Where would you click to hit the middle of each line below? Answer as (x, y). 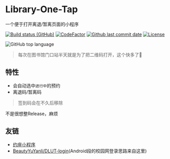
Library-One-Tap (42, 9)
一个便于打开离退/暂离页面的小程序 (42, 24)
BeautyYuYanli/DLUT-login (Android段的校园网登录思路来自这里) (80, 151)
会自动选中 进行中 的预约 (36, 86)
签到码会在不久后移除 (40, 102)
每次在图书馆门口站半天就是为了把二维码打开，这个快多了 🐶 (80, 55)
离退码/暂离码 (27, 92)
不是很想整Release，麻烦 (32, 114)
